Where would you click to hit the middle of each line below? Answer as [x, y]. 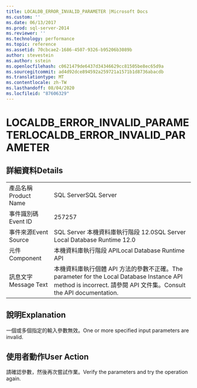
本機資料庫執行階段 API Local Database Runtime [119, 250]
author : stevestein [30, 55]
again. [14, 379]
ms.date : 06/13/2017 [31, 22]
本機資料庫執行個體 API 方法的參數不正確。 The [118, 269]
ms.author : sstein [28, 61]
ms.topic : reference [31, 45]
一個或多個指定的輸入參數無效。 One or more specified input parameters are [98, 330]
